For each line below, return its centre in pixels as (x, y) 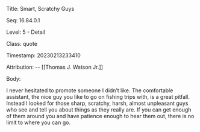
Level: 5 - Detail (26, 32)
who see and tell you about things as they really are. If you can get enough (99, 110)
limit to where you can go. (39, 122)
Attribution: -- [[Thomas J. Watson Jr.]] (55, 67)
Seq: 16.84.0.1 (23, 20)
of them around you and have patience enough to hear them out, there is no (100, 116)
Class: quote (22, 44)
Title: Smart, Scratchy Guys (40, 9)
